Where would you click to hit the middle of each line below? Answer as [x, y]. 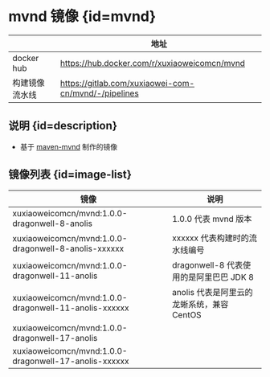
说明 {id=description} [63, 126]
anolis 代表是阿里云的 [212, 292]
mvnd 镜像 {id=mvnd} [82, 16]
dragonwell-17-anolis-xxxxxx [71, 361]
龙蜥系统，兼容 [200, 304]
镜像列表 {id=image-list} [70, 175]
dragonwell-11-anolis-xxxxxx [71, 308]
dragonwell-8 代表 [207, 264]
